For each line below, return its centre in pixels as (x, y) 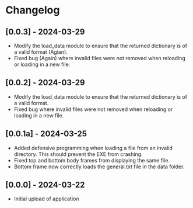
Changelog (33, 10)
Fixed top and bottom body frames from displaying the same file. (92, 160)
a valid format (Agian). (41, 52)
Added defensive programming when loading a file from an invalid (93, 148)
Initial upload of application (46, 199)
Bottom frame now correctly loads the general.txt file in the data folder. (99, 167)
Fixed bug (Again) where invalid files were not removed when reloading (100, 58)
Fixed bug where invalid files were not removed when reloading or (93, 109)
